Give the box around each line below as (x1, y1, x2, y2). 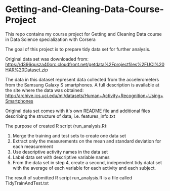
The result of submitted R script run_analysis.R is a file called (5, 174, 133, 180)
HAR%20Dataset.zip (5, 67, 48, 73)
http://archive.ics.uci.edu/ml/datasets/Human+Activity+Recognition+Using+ (5, 92, 163, 99)
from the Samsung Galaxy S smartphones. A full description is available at (5, 82, 159, 88)
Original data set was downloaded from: (5, 56, 89, 62)
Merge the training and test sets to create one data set (12, 132, 126, 138)
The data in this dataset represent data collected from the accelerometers (5, 76, 159, 82)
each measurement (12, 143, 53, 150)
